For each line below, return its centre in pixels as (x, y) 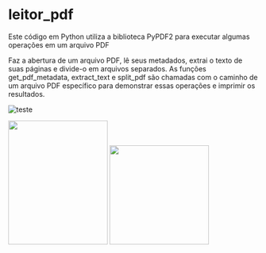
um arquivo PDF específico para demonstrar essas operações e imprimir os (132, 86)
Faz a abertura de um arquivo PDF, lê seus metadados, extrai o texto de (125, 60)
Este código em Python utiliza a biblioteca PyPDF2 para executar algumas (129, 36)
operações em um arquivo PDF (59, 44)
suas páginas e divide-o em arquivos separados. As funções (107, 68)
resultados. (27, 94)
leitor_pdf (41, 15)
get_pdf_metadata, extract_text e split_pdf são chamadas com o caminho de (133, 77)
